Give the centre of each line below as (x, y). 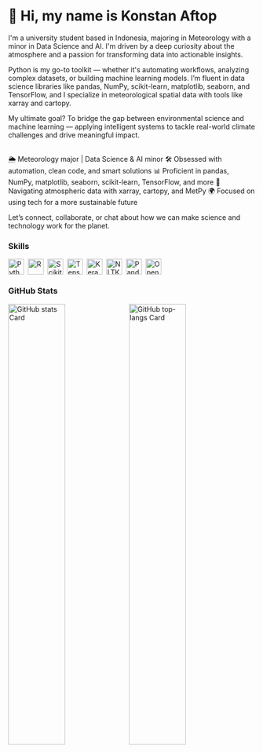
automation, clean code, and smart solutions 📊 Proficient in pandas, (119, 170)
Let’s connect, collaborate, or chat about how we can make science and (124, 217)
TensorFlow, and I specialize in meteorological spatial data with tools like (126, 94)
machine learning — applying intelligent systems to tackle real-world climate (131, 126)
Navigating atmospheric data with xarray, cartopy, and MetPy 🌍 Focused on (131, 191)
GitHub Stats (33, 291)
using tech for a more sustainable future (73, 202)
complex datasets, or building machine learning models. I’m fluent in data (126, 78)
